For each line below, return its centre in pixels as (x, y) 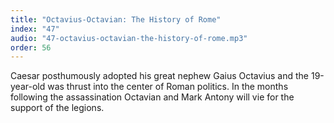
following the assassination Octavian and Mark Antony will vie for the (152, 97)
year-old (28, 87)
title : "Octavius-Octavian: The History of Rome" (116, 19)
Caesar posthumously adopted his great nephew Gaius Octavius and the (160, 76)
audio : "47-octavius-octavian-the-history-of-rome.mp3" (129, 38)
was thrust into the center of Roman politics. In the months (168, 87)
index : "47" (35, 29)
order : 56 (31, 47)
